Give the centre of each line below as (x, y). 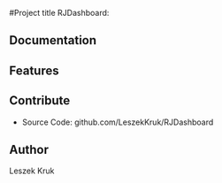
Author (29, 149)
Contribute (40, 101)
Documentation (53, 40)
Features (34, 70)
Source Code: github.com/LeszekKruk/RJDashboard (118, 122)
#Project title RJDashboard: (59, 13)
